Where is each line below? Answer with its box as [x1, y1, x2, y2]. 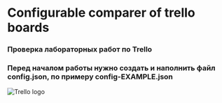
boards [7, 19, 50, 35]
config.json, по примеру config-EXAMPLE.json [7, 72, 174, 81]
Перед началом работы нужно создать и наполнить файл [7, 63, 216, 73]
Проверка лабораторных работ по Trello [7, 45, 153, 54]
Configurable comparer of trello [7, 5, 195, 21]
